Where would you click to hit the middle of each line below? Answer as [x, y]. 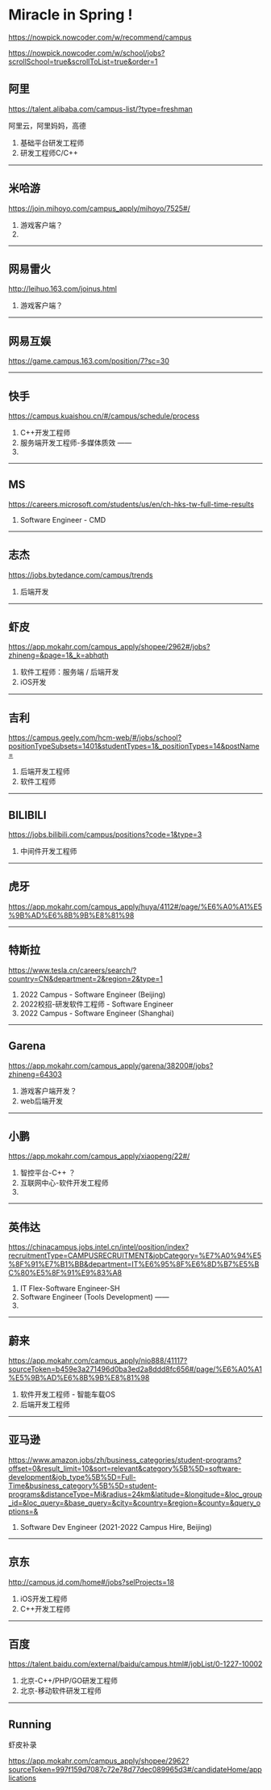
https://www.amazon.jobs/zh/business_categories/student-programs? [125, 1460]
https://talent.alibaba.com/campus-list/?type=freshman [101, 109]
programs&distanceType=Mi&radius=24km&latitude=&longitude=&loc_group [135, 1494]
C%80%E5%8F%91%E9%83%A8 [65, 1273]
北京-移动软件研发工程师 [61, 1691]
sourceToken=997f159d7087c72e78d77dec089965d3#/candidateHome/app [135, 1770]
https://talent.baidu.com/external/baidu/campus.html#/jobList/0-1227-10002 [135, 1664]
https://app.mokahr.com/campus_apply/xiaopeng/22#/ [99, 1156]
